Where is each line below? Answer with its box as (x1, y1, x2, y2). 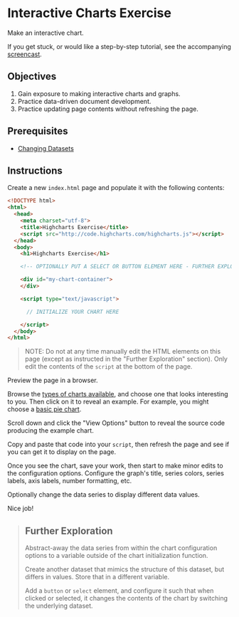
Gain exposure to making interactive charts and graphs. (17, 89, 181, 97)
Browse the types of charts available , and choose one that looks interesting (7, 390, 229, 399)
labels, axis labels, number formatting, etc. (7, 477, 132, 485)
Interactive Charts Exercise (7, 5, 172, 21)
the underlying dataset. (24, 601, 94, 610)
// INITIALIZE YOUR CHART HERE (26, 308, 119, 315)
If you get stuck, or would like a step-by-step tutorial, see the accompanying (7, 42, 231, 51)
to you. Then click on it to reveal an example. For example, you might (7, 397, 209, 406)
